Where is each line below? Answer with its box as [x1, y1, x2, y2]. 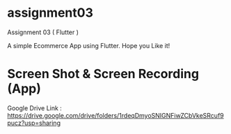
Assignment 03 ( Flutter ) [7, 28, 79, 36]
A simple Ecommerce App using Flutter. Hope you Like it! [7, 41, 170, 50]
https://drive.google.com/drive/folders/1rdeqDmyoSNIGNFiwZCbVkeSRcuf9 [7, 111, 224, 119]
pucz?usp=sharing [7, 119, 61, 127]
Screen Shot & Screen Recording [7, 66, 200, 82]
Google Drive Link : [7, 103, 63, 112]
